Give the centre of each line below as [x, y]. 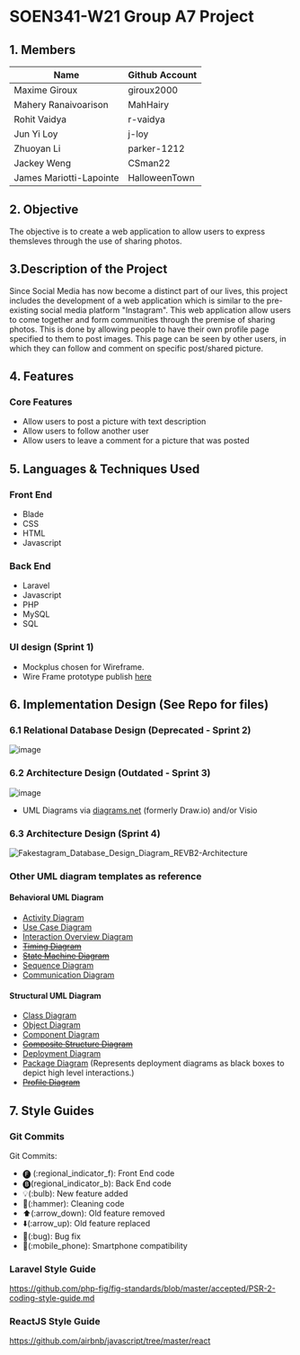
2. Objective [44, 210]
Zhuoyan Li [37, 148]
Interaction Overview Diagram [77, 936]
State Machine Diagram [66, 956]
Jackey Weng [43, 163]
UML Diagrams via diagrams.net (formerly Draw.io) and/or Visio [140, 810]
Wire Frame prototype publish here [87, 676]
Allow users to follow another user [86, 431]
